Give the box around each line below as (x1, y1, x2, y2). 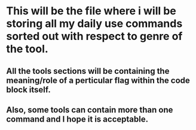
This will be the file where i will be (6, 4, 176, 18)
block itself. (6, 85, 51, 95)
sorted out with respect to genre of (6, 30, 183, 43)
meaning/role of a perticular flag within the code (6, 75, 190, 85)
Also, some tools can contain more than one (6, 104, 173, 114)
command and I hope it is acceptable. (6, 114, 148, 124)
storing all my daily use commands (6, 17, 183, 30)
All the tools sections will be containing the (6, 66, 170, 76)
